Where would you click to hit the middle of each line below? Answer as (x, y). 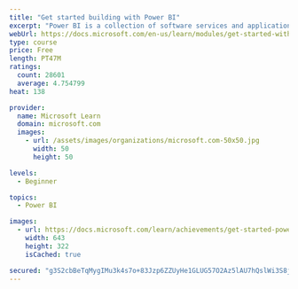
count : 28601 (41, 75)
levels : (24, 173)
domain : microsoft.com (59, 124)
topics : (24, 197)
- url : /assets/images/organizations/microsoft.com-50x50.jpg (142, 141)
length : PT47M (35, 59)
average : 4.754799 (51, 83)
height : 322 (47, 246)
